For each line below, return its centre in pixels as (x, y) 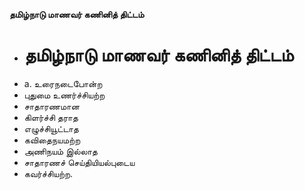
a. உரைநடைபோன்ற (63, 83)
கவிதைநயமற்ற (52, 140)
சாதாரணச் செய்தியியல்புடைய (79, 162)
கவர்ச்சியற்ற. (48, 173)
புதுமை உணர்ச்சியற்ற (64, 95)
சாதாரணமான (51, 106)
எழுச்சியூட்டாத (51, 128)
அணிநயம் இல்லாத (60, 151)
